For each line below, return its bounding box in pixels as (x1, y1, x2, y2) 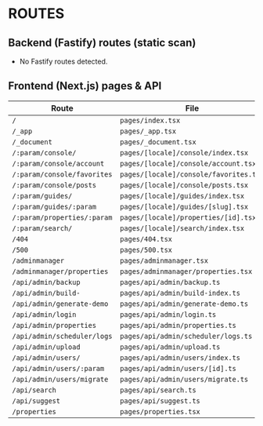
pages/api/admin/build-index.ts (120, 288, 241, 297)
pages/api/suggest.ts (120, 396, 201, 405)
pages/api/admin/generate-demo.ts (120, 299, 249, 308)
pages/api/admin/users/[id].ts (120, 364, 236, 373)
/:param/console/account (12, 158, 105, 168)
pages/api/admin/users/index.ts (120, 353, 241, 362)
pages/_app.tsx (120, 126, 177, 136)
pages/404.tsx (120, 235, 173, 243)
